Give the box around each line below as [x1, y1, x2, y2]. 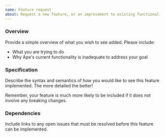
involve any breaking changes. [5, 98, 67, 103]
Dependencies [5, 110, 41, 117]
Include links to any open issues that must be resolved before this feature [5, 121, 154, 127]
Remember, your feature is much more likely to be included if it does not [5, 92, 151, 99]
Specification [5, 66, 38, 73]
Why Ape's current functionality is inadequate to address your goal [12, 54, 148, 60]
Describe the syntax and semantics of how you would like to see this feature [5, 77, 160, 84]
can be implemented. [5, 126, 48, 132]
